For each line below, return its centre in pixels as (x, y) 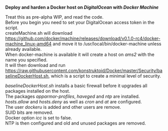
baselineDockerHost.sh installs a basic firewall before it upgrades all (76, 86)
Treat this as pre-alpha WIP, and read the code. (54, 17)
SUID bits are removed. (29, 112)
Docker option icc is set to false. (39, 118)
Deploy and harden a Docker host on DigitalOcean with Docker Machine (82, 7)
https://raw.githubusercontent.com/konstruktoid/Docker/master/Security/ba (84, 71)
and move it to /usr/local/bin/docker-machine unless (107, 44)
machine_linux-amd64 (29, 44)
